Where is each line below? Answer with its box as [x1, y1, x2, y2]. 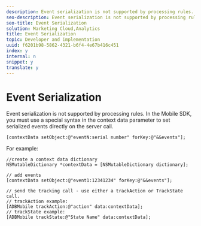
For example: [6, 145, 39, 152]
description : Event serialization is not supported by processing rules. [6, 8, 194, 15]
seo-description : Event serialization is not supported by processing [6, 14, 186, 20]
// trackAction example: [6, 198, 68, 204]
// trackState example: [6, 209, 66, 215]
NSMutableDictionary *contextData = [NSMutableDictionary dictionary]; [6, 162, 188, 168]
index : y [6, 48, 28, 54]
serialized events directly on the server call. [6, 123, 114, 130]
